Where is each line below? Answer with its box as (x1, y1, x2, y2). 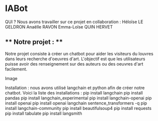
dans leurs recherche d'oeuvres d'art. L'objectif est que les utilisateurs (5, 56, 145, 62)
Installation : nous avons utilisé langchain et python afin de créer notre (5, 85, 145, 91)
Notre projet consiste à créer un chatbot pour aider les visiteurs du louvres (5, 51, 154, 56)
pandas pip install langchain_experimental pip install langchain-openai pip (5, 95, 152, 101)
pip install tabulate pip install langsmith (5, 110, 82, 116)
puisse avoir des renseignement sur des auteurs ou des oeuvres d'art (5, 61, 144, 67)
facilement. (5, 66, 28, 72)
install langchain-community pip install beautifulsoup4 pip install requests (5, 105, 152, 111)
